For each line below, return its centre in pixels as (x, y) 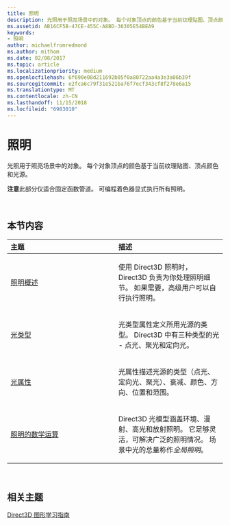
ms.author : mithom (33, 52)
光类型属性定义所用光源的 (160, 325)
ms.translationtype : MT (41, 90)
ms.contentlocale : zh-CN (42, 97)
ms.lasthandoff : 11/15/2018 (47, 103)
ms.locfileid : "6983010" (42, 109)
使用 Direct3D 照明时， (155, 267)
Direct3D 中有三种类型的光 (177, 335)
